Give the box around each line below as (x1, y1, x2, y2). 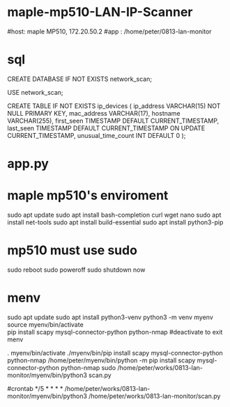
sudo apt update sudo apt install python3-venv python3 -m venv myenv (7, 313, 214, 321)
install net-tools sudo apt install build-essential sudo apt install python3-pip (7, 218, 224, 226)
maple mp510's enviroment (7, 187, 169, 203)
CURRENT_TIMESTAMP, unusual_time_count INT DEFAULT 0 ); (7, 131, 186, 139)
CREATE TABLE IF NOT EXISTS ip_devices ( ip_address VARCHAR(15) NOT (7, 102, 221, 110)
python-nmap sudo (60, 363, 116, 371)
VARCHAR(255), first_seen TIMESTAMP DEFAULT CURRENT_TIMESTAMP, (7, 116, 220, 125)
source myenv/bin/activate (7, 320, 84, 328)
